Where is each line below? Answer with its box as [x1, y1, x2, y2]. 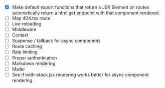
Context [12, 32, 29, 38]
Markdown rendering [12, 60, 56, 66]
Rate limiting [12, 49, 38, 55]
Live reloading [12, 21, 42, 27]
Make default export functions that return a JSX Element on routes [12, 4, 149, 10]
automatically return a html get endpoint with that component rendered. [12, 10, 160, 16]
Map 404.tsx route [12, 15, 51, 21]
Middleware [12, 26, 37, 32]
